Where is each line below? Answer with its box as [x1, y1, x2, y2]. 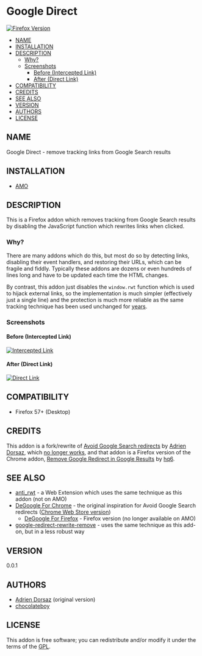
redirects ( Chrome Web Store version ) [15, 509, 111, 516]
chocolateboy [15, 602, 50, 610]
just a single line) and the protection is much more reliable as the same [6, 296, 184, 303]
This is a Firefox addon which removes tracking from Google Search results [6, 216, 196, 224]
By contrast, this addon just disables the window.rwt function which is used [6, 283, 194, 290]
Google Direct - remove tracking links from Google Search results [6, 148, 171, 155]
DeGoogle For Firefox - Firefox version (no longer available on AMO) [24, 515, 197, 522]
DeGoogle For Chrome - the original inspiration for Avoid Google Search [15, 502, 197, 509]
